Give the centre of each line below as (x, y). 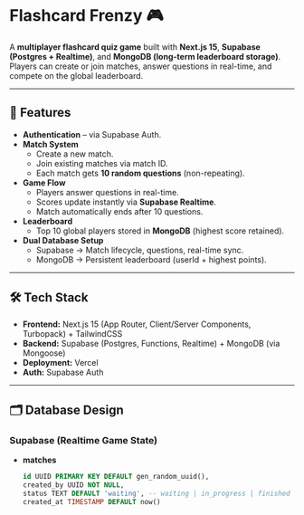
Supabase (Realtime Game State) (84, 440)
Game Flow (44, 182)
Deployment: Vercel (60, 362)
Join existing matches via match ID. (102, 163)
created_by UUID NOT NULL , (73, 485)
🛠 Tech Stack (49, 298)
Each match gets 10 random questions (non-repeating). (141, 173)
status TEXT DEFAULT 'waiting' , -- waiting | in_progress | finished (157, 493)
